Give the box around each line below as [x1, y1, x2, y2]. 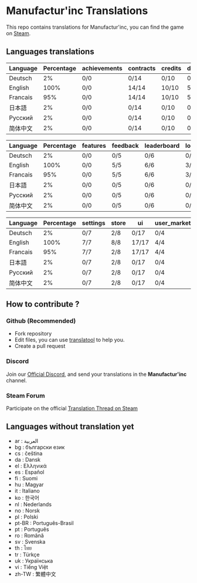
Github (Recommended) [6, 317, 76, 325]
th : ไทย [14, 544, 32, 551]
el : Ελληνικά [14, 462, 47, 469]
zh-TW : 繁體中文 [14, 570, 56, 577]
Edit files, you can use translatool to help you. [14, 336, 125, 344]
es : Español [14, 468, 45, 476]
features [81, 141, 107, 150]
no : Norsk [14, 507, 40, 514]
